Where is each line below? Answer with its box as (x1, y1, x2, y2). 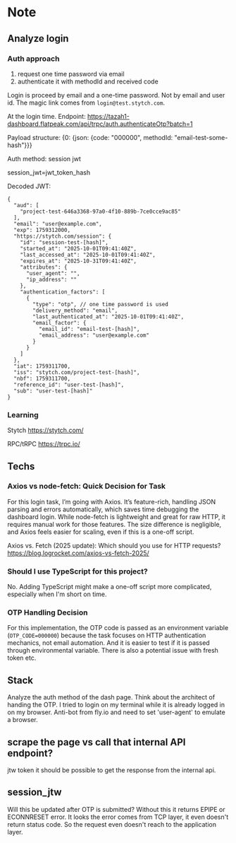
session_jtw (7, 786, 62, 798)
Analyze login (7, 33, 69, 45)
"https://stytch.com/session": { (13, 233, 112, 240)
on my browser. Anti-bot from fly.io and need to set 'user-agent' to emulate (7, 708, 225, 716)
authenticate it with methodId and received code (17, 77, 159, 86)
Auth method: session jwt (7, 154, 81, 163)
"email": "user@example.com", (13, 220, 102, 227)
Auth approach (7, 54, 60, 64)
